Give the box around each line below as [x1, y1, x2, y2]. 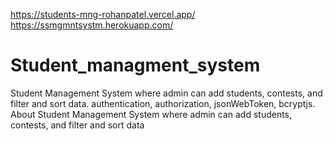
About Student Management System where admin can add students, [10, 108, 293, 120]
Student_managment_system [10, 54, 261, 77]
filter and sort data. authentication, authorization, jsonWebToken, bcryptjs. [10, 97, 316, 109]
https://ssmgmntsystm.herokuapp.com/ [10, 19, 174, 31]
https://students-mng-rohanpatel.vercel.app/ [10, 9, 196, 20]
